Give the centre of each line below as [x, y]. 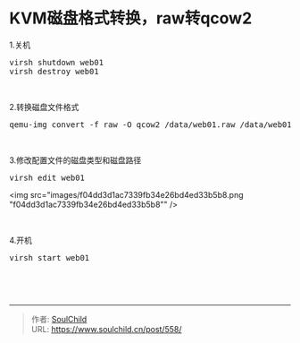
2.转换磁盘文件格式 [44, 107]
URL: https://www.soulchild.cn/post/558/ [106, 329]
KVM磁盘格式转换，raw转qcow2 [131, 18]
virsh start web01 [50, 257]
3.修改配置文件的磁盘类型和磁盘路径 [75, 160]
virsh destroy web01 [54, 71]
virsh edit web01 [47, 177]
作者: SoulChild [59, 319]
